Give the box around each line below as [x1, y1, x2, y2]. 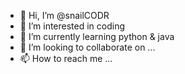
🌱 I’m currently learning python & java [19, 31, 175, 42]
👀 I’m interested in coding [19, 20, 126, 32]
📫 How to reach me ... [19, 53, 113, 64]
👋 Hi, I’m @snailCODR [19, 10, 110, 21]
